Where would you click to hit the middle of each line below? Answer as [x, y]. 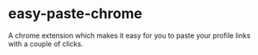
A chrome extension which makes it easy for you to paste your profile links [129, 35]
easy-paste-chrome [75, 14]
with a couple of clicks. [46, 43]
